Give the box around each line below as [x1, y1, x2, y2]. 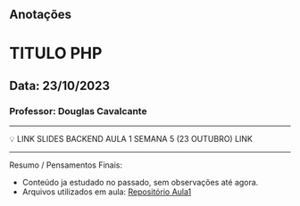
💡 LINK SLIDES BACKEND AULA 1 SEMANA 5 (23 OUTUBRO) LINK [9, 134, 253, 144]
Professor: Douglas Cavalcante [9, 104, 147, 117]
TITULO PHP [9, 43, 103, 63]
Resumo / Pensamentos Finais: [9, 160, 123, 170]
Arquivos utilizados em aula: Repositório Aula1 [21, 186, 192, 197]
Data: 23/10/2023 [9, 78, 110, 93]
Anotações [9, 7, 72, 22]
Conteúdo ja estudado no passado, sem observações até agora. [21, 177, 259, 188]
